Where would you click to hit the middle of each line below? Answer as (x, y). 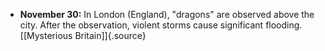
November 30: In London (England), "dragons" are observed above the (167, 14)
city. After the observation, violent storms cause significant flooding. (161, 25)
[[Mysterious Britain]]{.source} (83, 35)
